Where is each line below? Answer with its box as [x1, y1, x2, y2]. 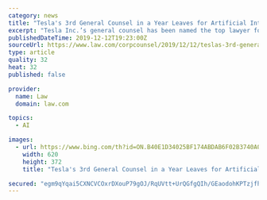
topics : [8, 114, 34, 122]
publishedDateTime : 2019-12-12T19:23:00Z [8, 33, 148, 42]
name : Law [15, 92, 48, 100]
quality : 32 [8, 56, 48, 64]
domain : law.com [15, 100, 69, 108]
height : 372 [22, 158, 62, 166]
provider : [8, 85, 41, 93]
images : [8, 136, 34, 144]
